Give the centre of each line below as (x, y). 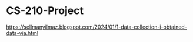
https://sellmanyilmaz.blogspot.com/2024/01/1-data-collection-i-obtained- (96, 27)
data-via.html (22, 33)
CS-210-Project (45, 11)
